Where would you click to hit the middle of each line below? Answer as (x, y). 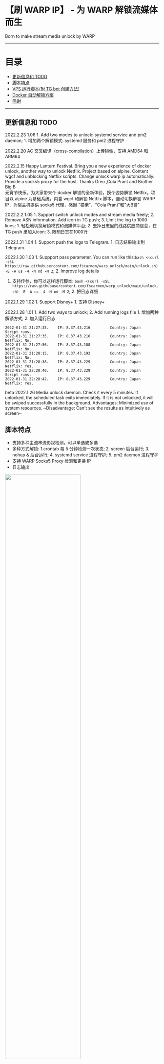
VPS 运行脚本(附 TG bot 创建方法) (46, 89)
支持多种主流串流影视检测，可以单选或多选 (55, 442)
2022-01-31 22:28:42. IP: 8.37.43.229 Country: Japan (73, 379)
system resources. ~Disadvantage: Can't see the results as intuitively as (78, 408)
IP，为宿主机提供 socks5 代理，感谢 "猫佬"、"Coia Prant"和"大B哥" (72, 205)
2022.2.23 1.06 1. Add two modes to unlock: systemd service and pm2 (76, 135)
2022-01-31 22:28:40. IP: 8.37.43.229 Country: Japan (73, 370)
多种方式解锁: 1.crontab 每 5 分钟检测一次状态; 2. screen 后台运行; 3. (81, 449)
